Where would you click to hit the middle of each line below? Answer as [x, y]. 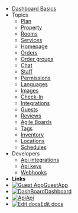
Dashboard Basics [34, 9]
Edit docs [52, 204]
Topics [20, 15]
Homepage [34, 46]
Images [30, 90]
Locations [32, 141]
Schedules [33, 147]
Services [31, 40]
